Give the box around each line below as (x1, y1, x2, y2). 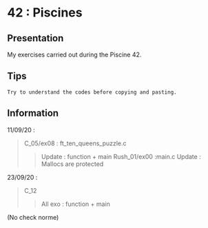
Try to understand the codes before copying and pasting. (7, 88, 177, 96)
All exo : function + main (41, 200, 110, 208)
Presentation (7, 32, 64, 44)
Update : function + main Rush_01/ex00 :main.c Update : (41, 152, 201, 160)
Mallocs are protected (41, 160, 104, 168)
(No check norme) (7, 213, 59, 221)
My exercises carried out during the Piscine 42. (7, 50, 142, 59)
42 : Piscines (7, 5, 83, 21)
